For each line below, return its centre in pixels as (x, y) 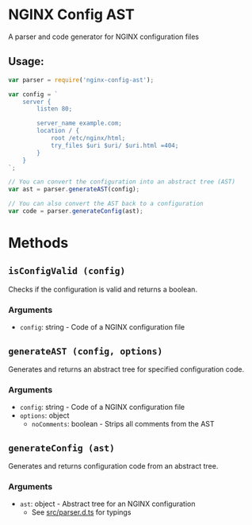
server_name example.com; (80, 124)
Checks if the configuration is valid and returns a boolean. (103, 289)
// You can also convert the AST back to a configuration (106, 204)
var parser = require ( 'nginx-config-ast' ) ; (81, 80)
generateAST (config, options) (86, 351)
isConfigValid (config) (67, 271)
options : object (44, 415)
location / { (58, 131)
